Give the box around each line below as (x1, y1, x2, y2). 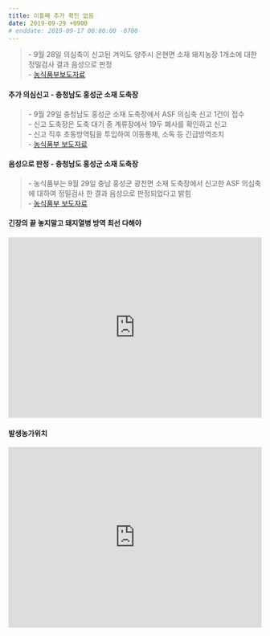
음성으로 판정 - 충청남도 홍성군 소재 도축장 (8, 159, 139, 169)
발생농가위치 (8, 428, 48, 438)
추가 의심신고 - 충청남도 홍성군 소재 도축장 (8, 89, 139, 99)
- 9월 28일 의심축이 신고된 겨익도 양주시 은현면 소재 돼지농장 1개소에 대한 (27, 50, 257, 59)
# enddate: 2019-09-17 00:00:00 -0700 (8, 26, 138, 35)
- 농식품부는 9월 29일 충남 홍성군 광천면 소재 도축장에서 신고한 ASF (27, 178, 240, 188)
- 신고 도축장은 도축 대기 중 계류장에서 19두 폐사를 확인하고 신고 (27, 119, 227, 128)
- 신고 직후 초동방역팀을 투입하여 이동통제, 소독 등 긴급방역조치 (27, 129, 225, 139)
